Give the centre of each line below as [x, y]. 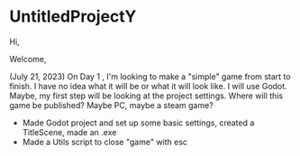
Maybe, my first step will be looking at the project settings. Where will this [146, 96]
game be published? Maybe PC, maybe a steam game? [111, 105]
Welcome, [28, 59]
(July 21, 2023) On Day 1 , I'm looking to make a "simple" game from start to [150, 76]
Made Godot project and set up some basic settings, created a [138, 123]
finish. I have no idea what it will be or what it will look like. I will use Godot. [148, 86]
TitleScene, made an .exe [69, 132]
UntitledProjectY [73, 17]
